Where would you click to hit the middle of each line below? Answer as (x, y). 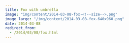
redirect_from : (21, 28)
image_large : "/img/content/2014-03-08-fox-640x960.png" (65, 19)
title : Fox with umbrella (32, 10)
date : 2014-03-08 (23, 23)
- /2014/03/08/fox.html (34, 33)
